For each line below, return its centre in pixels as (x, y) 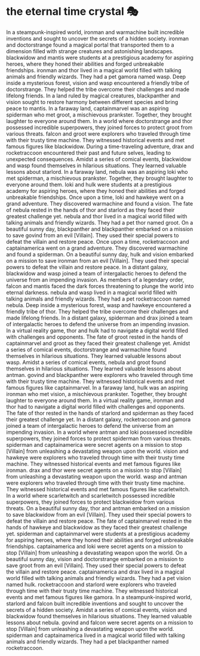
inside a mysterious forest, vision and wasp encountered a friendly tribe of (98, 83)
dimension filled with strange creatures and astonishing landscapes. (90, 51)
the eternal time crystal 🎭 (72, 12)
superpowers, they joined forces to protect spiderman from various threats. (99, 438)
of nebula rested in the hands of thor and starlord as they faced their (90, 210)
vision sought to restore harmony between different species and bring (92, 102)
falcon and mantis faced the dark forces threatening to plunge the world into (100, 286)
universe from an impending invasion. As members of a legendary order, (95, 280)
